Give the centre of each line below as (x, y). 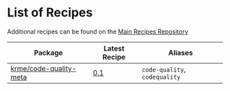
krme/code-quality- (43, 68)
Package (48, 53)
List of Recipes (50, 13)
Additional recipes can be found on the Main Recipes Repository (98, 31)
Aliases (181, 53)
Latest (114, 48)
